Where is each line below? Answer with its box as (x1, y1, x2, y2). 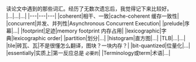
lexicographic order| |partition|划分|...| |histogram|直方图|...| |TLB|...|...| (12, 35, 186, 41)
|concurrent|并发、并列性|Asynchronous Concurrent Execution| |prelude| (6, 20, 185, 27)
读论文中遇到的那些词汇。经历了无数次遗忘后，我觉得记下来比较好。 (6, 5, 172, 12)
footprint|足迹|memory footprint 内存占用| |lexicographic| (23, 27, 162, 34)
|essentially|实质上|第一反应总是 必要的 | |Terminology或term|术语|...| (6, 50, 171, 56)
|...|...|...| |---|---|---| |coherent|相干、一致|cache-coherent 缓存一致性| (6, 12, 179, 19)
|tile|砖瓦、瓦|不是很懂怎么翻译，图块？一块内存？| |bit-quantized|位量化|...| (6, 42, 191, 49)
